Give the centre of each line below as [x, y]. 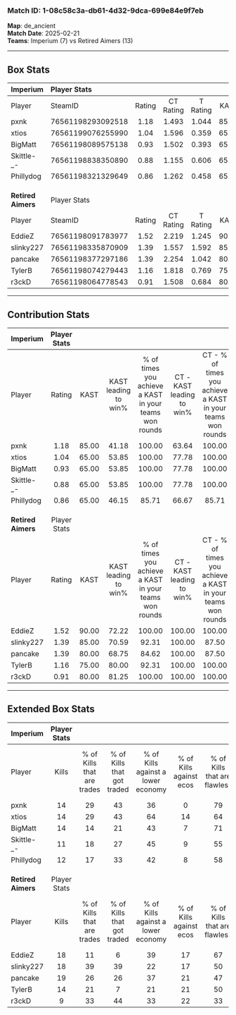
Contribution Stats [48, 315]
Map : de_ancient [32, 26]
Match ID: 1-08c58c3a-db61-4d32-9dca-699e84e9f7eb [105, 11]
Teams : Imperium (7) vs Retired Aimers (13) [70, 41]
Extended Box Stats [51, 709]
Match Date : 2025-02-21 [44, 33]
